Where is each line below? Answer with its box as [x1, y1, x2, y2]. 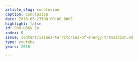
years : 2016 [5, 44, 30, 49]
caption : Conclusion [5, 12, 49, 17]
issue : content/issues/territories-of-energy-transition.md [5, 35, 134, 40]
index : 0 [5, 30, 24, 35]
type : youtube [5, 40, 35, 45]
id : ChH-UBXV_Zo [5, 26, 39, 31]
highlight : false [5, 21, 42, 26]
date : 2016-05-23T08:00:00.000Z [5, 16, 73, 21]
